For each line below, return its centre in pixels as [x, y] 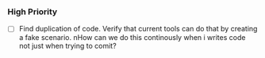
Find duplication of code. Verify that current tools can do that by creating [138, 29]
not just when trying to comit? [67, 46]
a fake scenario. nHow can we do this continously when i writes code [132, 38]
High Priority [33, 12]
